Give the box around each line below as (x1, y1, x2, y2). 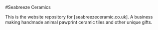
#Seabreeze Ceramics (5, 4, 51, 10)
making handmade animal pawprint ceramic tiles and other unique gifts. (5, 19, 153, 25)
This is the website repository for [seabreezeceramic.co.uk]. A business (5, 14, 153, 19)
